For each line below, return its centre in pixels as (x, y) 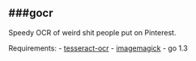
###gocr (31, 13)
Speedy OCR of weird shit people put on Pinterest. (92, 32)
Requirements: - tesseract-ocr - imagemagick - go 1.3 (98, 48)
